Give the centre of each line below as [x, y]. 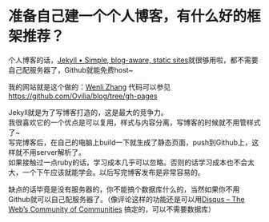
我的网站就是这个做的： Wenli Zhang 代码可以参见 [89, 87]
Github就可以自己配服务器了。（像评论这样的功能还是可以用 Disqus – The [127, 199]
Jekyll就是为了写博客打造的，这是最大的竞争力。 [88, 112]
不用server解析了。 [54, 152]
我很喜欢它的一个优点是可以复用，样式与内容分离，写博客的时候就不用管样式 [134, 122]
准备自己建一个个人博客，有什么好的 [128, 16]
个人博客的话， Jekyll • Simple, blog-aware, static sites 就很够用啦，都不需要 [133, 60]
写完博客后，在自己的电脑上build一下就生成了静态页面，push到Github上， [130, 142]
